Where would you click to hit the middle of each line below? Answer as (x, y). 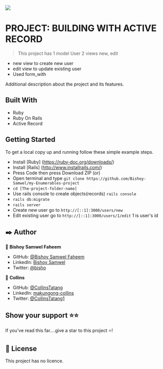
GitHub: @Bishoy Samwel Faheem (49, 257)
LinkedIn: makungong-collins (43, 293)
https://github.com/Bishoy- (117, 179)
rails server (27, 205)
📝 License (21, 348)
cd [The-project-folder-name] (45, 189)
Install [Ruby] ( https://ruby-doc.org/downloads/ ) (63, 162)
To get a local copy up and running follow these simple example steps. (79, 152)
